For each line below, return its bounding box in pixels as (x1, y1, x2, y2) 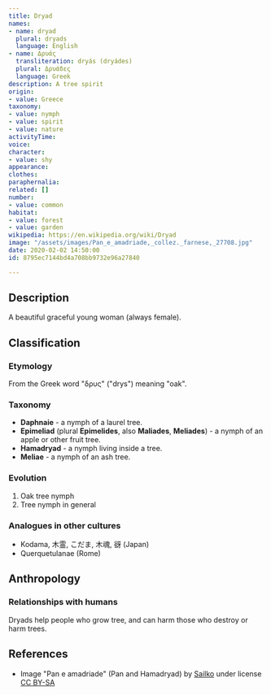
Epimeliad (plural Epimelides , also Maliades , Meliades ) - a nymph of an (20, 426, 263, 436)
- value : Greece (8, 95, 63, 103)
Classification (8, 336, 81, 350)
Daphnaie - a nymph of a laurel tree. (20, 418, 143, 428)
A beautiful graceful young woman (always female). (8, 312, 181, 322)
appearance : (8, 163, 49, 172)
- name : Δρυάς (8, 50, 57, 58)
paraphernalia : (8, 178, 60, 187)
